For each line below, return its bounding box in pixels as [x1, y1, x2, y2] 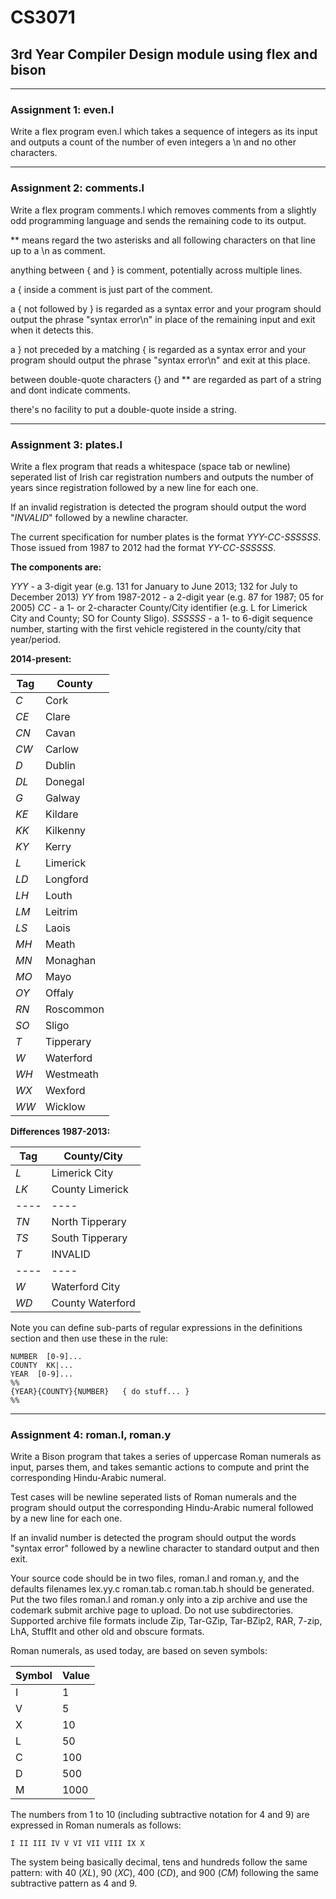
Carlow [44, 742, 80, 756]
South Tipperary [51, 1231, 128, 1245]
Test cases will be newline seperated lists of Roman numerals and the [10, 1491, 297, 1503]
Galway [44, 791, 81, 805]
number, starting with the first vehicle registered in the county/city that [10, 622, 302, 635]
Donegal [44, 774, 85, 788]
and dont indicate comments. [10, 384, 131, 396]
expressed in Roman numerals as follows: [10, 1819, 182, 1831]
